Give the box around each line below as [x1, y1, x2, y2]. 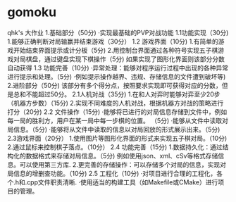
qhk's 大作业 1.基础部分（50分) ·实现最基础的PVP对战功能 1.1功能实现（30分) [7, 28, 229, 37]
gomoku [7, 4, 57, 20]
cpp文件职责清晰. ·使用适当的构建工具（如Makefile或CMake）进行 [27, 177, 218, 187]
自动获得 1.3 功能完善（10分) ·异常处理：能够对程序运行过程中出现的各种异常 [7, 63, 229, 72]
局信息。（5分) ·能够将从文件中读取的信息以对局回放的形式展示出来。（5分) [7, 125, 221, 134]
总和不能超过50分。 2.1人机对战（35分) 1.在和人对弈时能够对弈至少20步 [13, 89, 221, 99]
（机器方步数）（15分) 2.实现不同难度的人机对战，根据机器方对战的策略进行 [7, 99, 224, 107]
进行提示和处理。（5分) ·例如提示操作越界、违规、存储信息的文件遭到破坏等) [7, 72, 226, 81]
